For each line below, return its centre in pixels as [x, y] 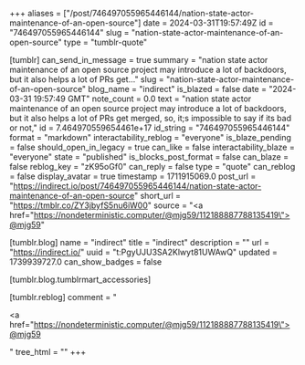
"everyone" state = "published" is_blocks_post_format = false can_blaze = [149, 157]
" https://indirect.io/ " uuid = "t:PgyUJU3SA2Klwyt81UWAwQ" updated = [144, 252]
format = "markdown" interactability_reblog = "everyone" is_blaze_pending [151, 137]
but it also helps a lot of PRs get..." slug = [87, 79]
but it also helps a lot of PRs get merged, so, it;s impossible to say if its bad [151, 118]
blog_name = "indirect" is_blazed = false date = [178, 89]
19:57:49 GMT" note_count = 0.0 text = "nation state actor [142, 99]
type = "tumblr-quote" [105, 42]
